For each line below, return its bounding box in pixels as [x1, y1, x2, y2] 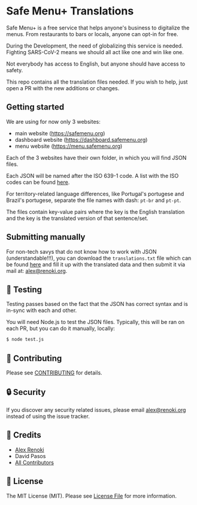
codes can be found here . [6, 179, 70, 186]
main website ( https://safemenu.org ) [14, 129, 105, 136]
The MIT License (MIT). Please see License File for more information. [6, 492, 177, 500]
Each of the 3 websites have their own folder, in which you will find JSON [6, 154, 187, 161]
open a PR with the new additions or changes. [6, 84, 120, 91]
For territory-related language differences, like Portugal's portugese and [6, 190, 184, 197]
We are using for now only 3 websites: [6, 118, 101, 125]
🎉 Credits [6, 430, 42, 440]
